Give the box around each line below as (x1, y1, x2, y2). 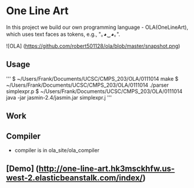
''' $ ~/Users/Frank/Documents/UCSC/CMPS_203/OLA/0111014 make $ (6, 75, 179, 82)
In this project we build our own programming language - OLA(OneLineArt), (6, 24, 189, 31)
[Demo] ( (6, 164, 39, 174)
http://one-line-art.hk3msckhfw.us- (38, 164, 175, 174)
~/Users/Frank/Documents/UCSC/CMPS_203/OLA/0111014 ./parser (6, 81, 169, 88)
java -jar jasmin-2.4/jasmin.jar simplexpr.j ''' (6, 94, 112, 101)
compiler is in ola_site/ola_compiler (14, 146, 100, 154)
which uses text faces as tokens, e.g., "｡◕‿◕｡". (6, 31, 121, 38)
